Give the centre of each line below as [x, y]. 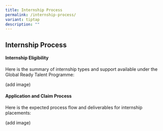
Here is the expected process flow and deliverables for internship [74, 108]
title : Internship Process [34, 10]
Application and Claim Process [39, 96]
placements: [18, 113]
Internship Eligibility [27, 58]
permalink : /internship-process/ [41, 15]
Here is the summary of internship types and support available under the [81, 69]
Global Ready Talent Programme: [40, 74]
